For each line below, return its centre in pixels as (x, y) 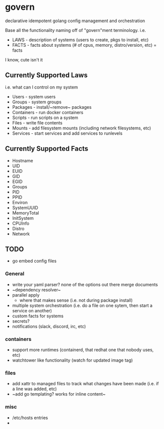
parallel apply (26, 295)
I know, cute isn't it (24, 60)
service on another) (32, 310)
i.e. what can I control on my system (42, 87)
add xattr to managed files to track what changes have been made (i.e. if (85, 384)
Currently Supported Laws (47, 75)
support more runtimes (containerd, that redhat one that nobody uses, (83, 350)
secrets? (21, 321)
